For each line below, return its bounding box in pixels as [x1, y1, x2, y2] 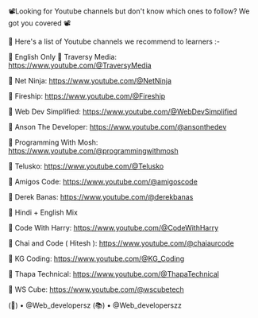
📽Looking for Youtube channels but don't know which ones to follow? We [8, 6, 250, 16]
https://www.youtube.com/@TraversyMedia [8, 60, 152, 70]
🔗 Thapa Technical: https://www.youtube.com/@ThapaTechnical [8, 270, 220, 278]
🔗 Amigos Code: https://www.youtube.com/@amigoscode [8, 177, 198, 186]
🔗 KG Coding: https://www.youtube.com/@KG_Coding [8, 254, 185, 263]
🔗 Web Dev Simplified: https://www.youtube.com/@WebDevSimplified [8, 107, 237, 116]
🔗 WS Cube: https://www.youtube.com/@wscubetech [8, 285, 184, 294]
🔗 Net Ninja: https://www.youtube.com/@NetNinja [8, 76, 172, 85]
